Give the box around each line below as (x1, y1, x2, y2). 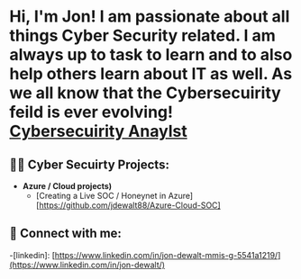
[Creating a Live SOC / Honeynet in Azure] (35, 191, 194, 201)
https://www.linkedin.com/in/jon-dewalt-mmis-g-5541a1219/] (54, 249, 281, 260)
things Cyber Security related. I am (9, 25, 277, 46)
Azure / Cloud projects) (22, 181, 113, 191)
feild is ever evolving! (9, 102, 174, 122)
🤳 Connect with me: (9, 226, 122, 241)
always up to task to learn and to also (9, 45, 293, 65)
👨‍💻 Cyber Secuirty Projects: (9, 157, 169, 172)
